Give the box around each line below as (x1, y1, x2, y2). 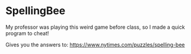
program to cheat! (5, 29, 49, 36)
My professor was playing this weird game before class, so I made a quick (5, 23, 185, 31)
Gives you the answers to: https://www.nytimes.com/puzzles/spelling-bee (5, 41, 185, 48)
